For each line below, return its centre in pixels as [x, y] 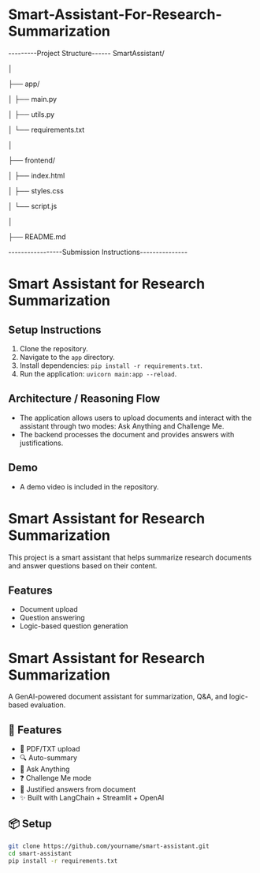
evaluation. [48, 705]
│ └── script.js [33, 206]
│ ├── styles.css [36, 190]
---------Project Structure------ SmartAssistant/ [86, 53]
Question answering [52, 618]
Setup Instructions [55, 330]
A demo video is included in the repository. [89, 486]
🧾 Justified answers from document [78, 789]
